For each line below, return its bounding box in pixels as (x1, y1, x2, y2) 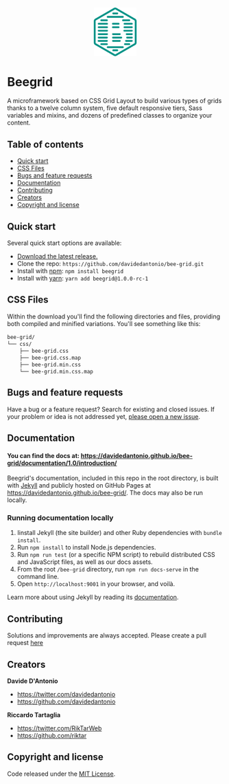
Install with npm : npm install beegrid (16, 266, 124, 275)
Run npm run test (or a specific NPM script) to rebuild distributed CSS (16, 551, 215, 559)
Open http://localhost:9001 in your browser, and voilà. (16, 580, 176, 588)
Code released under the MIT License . (7, 770, 116, 778)
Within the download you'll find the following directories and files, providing (7, 312, 221, 320)
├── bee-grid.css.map (19, 354, 81, 361)
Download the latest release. (16, 252, 98, 260)
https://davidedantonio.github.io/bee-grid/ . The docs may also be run (7, 489, 204, 497)
